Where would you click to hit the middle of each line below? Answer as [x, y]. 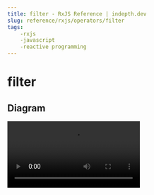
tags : [15, 27]
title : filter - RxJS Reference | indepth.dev [77, 14]
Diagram [26, 108]
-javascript [37, 40]
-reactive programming [53, 47]
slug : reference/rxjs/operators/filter [66, 21]
